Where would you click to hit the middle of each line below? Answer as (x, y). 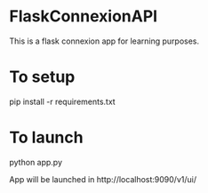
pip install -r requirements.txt (62, 101)
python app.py (36, 162)
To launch (46, 137)
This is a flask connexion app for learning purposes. (104, 41)
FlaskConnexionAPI (84, 16)
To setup (42, 77)
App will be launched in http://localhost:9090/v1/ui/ (103, 179)
